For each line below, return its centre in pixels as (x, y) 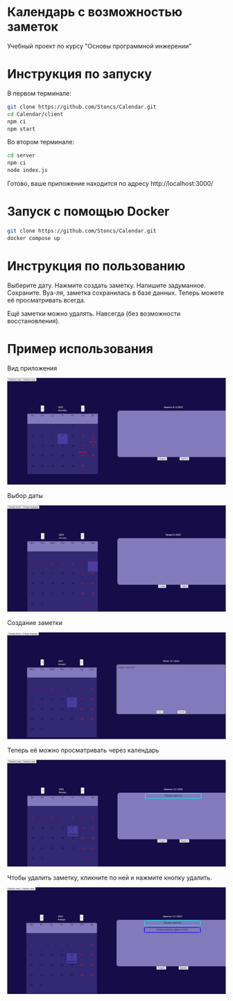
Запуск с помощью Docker (88, 212)
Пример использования (80, 349)
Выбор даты (25, 496)
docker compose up (34, 238)
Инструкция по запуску (80, 74)
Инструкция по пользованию (96, 266)
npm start (21, 129)
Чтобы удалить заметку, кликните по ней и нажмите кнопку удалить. (110, 878)
